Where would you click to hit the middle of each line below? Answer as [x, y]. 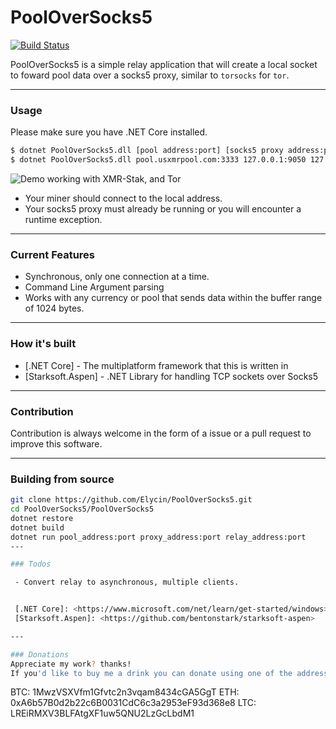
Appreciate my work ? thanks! [71, 664]
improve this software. [56, 443]
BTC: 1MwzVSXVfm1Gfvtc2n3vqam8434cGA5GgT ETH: [125, 692]
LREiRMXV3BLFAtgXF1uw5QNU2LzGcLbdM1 [102, 713]
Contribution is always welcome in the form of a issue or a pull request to [161, 433]
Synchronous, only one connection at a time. [117, 277]
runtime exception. [63, 219]
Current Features [53, 254]
